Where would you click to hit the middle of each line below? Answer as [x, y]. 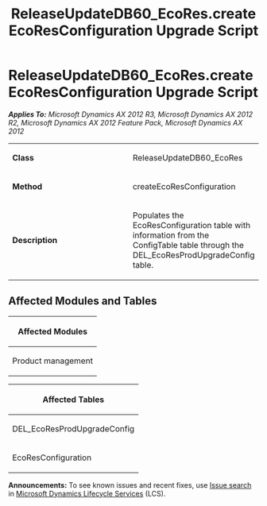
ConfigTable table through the [188, 245]
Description [35, 240]
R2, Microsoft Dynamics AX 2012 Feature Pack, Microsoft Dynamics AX [126, 122]
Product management [53, 361]
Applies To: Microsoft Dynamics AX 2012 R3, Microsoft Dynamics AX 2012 [131, 114]
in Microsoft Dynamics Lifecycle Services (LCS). [87, 493]
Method [27, 186]
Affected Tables [74, 400]
